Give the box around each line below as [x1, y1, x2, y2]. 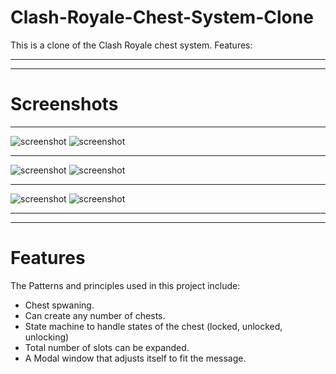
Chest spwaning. [24, 299, 95, 311]
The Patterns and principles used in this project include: [10, 279, 241, 291]
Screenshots [10, 93, 119, 116]
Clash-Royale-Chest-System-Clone [10, 6, 314, 29]
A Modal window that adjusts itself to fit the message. [24, 352, 247, 364]
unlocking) [24, 331, 70, 343]
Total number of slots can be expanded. [24, 341, 190, 353]
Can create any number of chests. [24, 309, 166, 321]
